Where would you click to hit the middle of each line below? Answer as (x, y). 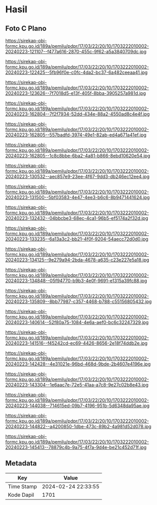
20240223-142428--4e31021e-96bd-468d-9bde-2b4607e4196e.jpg (78, 364)
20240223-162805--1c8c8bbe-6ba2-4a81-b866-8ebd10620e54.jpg (78, 156)
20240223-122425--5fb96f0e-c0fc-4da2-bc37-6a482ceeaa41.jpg (76, 72)
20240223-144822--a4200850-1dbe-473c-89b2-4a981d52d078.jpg (78, 426)
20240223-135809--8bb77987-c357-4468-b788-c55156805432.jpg (79, 301)
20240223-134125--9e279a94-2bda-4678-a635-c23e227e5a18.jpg (77, 260)
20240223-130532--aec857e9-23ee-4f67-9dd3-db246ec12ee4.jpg (77, 176)
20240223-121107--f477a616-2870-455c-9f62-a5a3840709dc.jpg (76, 52)
